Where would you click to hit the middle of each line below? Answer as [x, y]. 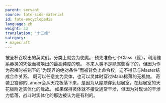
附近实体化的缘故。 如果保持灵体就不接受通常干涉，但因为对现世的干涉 [87, 89]
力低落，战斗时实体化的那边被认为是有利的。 [52, 95]
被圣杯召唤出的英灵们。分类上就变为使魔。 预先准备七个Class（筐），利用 [81, 57]
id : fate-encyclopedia [29, 19]
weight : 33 [17, 29]
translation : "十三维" [28, 33]
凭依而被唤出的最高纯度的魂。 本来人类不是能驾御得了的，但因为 [89, 64]
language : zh [19, 24]
